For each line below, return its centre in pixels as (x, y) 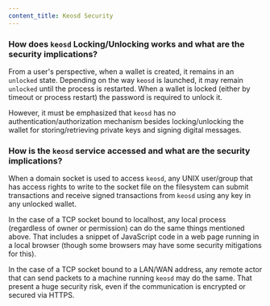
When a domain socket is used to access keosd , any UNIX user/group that (131, 179)
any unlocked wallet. (42, 204)
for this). (23, 254)
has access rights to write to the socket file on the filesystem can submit (129, 187)
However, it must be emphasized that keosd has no (92, 113)
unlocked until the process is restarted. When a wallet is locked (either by (129, 89)
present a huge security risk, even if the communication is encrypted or (127, 287)
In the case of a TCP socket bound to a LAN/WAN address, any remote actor (135, 270)
